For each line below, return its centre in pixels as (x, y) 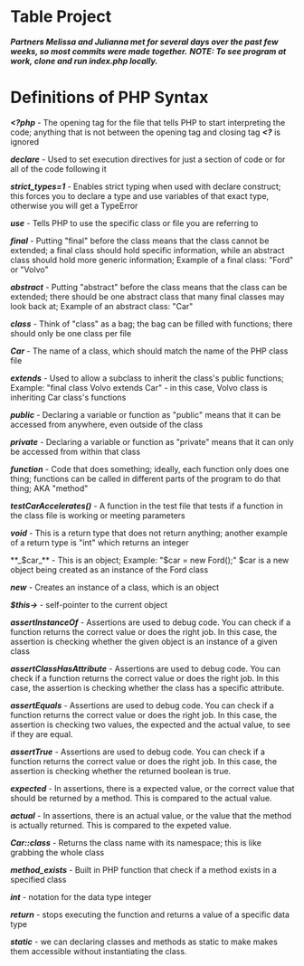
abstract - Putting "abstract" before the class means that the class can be (149, 287)
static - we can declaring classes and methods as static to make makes (144, 942)
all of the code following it (58, 168)
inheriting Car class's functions (68, 397)
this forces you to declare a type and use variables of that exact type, (140, 195)
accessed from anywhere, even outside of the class (107, 424)
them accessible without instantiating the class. (99, 951)
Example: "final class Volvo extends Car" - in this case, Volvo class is (139, 387)
